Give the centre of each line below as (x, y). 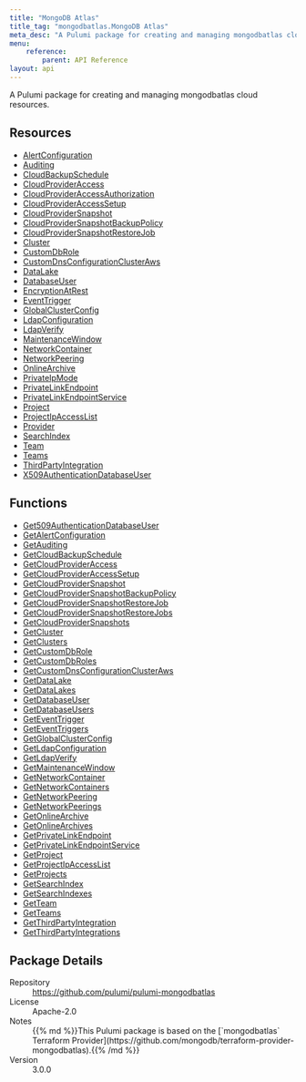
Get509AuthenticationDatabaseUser (91, 525)
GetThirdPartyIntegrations (71, 932)
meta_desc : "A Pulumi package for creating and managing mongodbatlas (146, 35)
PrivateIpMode (50, 377)
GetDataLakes (49, 690)
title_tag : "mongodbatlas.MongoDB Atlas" (89, 26)
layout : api (32, 69)
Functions (39, 504)
